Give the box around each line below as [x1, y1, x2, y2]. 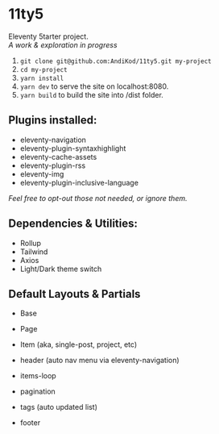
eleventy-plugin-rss [19, 161, 86, 170]
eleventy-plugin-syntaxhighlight [19, 143, 126, 153]
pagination [19, 386, 56, 396]
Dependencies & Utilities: [8, 217, 138, 231]
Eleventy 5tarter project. [8, 31, 89, 41]
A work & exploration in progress [8, 40, 118, 49]
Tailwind [19, 247, 48, 257]
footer [19, 418, 41, 428]
